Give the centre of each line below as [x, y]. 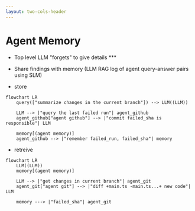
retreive [23, 150]
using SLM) [28, 75]
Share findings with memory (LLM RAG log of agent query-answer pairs [101, 69]
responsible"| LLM [28, 123]
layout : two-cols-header [36, 12]
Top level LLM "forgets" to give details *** [65, 57]
